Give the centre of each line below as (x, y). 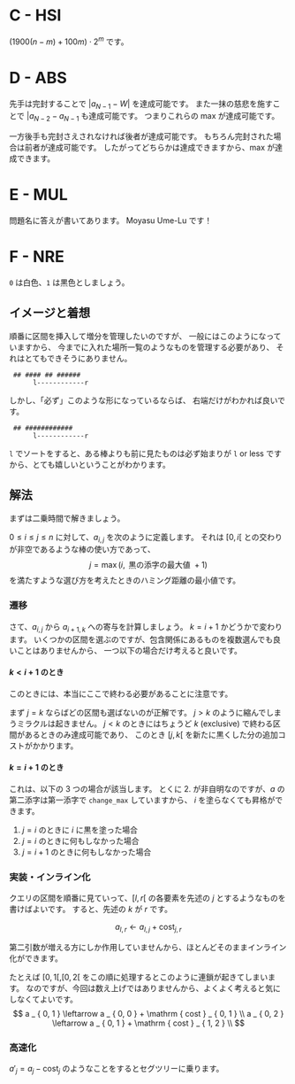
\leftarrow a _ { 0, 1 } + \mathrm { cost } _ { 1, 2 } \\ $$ (148, 1023)
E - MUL (38, 195)
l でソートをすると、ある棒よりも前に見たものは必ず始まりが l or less (137, 453)
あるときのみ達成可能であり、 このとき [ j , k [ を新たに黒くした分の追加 (151, 734)
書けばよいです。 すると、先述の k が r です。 (91, 910)
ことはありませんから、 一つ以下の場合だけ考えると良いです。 (129, 650)
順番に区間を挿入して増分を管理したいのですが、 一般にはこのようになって (145, 336)
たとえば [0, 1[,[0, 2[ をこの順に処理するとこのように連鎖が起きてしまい (139, 977)
